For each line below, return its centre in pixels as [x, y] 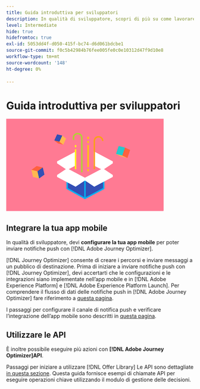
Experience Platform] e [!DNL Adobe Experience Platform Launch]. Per [93, 285]
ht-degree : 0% [24, 69]
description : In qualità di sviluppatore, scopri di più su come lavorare [101, 19]
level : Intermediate [32, 25]
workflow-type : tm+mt [33, 57]
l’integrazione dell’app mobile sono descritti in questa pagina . [81, 316]
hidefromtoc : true [29, 38]
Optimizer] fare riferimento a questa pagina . [60, 298]
